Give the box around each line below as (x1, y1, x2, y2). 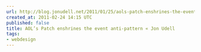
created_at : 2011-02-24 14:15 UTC (6, 14, 93, 20)
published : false (6, 20, 50, 26)
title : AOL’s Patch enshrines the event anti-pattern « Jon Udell (6, 25, 175, 32)
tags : (6, 31, 20, 37)
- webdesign (6, 36, 36, 42)
